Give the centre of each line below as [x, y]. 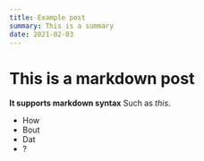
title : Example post [48, 17]
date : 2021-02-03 [42, 34]
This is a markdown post [102, 78]
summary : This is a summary [62, 26]
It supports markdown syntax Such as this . [90, 103]
